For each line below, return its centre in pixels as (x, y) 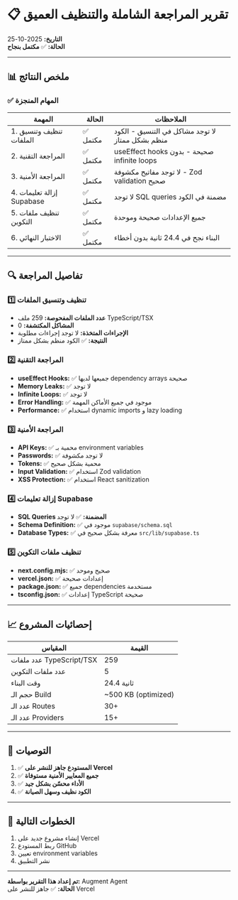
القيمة (139, 648)
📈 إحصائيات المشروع (50, 624)
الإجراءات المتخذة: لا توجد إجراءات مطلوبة (73, 333)
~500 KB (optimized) (139, 695)
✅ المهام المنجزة (33, 101)
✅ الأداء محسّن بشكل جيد (51, 784)
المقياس (54, 648)
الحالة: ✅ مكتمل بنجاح (36, 46)
